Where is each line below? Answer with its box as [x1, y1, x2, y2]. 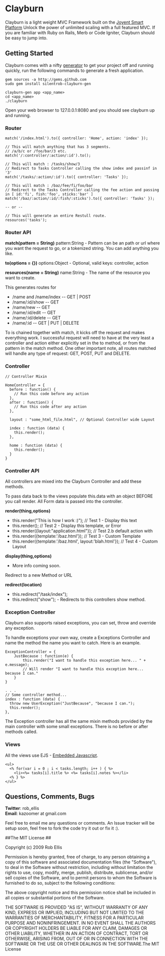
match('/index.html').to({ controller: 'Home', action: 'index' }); [5, 136, 148, 141]
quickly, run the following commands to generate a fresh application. [5, 67, 144, 73]
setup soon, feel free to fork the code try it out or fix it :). [5, 825, 119, 832]
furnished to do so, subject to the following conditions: [5, 880, 115, 886]
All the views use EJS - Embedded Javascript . [5, 752, 98, 758]
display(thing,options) [5, 553, 52, 559]
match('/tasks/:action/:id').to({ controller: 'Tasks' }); [5, 175, 129, 180]
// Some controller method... [5, 692, 67, 698]
